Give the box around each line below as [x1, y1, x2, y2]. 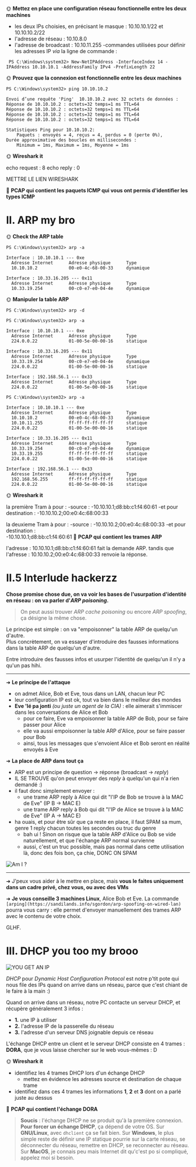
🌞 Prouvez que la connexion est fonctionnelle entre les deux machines [6, 74, 182, 81]
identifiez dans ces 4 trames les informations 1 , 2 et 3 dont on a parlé [14, 1087, 181, 1095]
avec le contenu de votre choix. [6, 912, 82, 920]
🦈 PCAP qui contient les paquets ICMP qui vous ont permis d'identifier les [6, 187, 188, 194]
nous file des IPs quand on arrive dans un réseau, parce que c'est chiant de [6, 981, 188, 988]
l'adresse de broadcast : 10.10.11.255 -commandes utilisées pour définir [14, 42, 185, 49]
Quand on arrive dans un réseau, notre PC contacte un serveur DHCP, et [6, 999, 181, 1006]
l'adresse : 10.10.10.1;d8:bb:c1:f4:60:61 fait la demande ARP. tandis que [6, 544, 174, 551]
